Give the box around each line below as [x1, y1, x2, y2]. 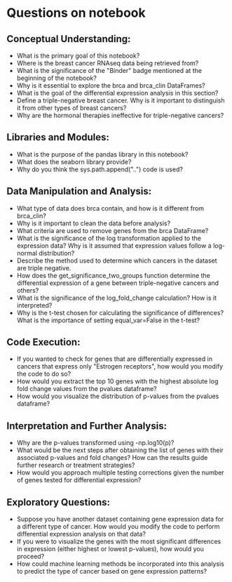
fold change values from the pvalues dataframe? [16, 385, 157, 393]
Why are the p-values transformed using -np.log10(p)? [16, 439, 175, 447]
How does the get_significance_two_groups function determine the [16, 271, 211, 279]
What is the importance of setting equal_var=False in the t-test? [16, 316, 200, 324]
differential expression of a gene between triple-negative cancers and [16, 279, 219, 287]
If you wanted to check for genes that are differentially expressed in [16, 355, 213, 363]
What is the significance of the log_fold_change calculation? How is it [16, 293, 217, 302]
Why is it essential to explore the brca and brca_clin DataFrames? [16, 81, 205, 89]
